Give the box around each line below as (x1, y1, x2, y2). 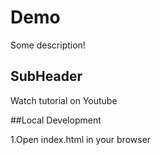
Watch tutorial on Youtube (10, 94, 118, 106)
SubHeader (10, 68, 83, 85)
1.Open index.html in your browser (10, 133, 152, 145)
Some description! (10, 39, 86, 51)
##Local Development (10, 114, 102, 126)
